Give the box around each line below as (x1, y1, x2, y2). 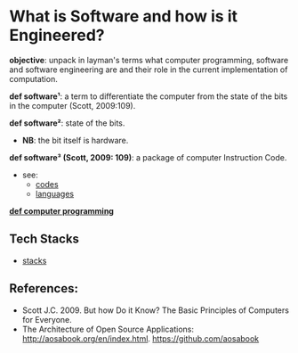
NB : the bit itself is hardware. (21, 135, 129, 145)
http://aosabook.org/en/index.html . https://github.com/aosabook (21, 332, 260, 344)
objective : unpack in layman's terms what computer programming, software (9, 54, 289, 65)
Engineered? (9, 25, 105, 45)
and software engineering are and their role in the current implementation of (9, 64, 288, 75)
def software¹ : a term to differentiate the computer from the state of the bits (9, 91, 288, 102)
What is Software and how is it (9, 6, 238, 27)
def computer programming (9, 205, 114, 216)
